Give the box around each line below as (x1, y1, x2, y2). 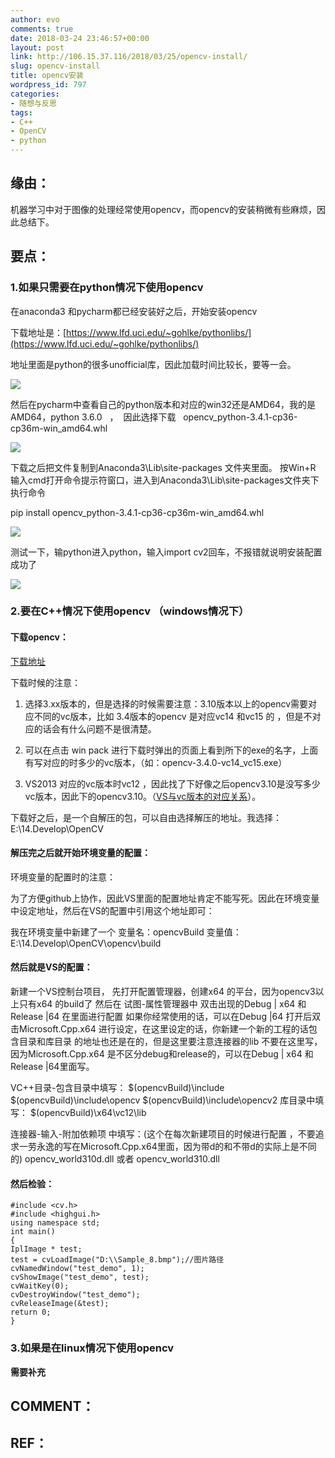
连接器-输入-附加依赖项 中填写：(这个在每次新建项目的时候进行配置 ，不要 (10, 1128, 316, 1140)
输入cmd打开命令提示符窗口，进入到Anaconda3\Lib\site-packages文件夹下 (10, 474, 320, 486)
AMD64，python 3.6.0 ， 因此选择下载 (10, 411, 177, 423)
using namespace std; (10, 1218, 101, 1228)
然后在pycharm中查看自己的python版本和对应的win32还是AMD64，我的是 (10, 398, 317, 410)
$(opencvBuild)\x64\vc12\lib (29, 1107, 147, 1119)
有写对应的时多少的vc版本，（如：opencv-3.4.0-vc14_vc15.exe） (24, 756, 288, 768)
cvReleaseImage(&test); (10, 1299, 110, 1309)
